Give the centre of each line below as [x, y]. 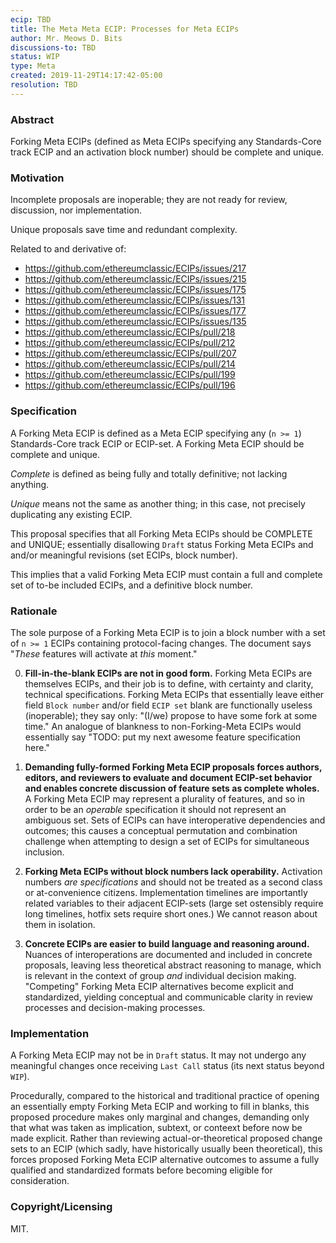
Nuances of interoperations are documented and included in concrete [168, 954]
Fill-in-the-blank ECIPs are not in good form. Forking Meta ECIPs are [168, 673]
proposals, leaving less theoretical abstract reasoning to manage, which [173, 965]
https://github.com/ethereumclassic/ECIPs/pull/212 [130, 343]
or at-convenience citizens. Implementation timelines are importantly [166, 892]
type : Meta [33, 66]
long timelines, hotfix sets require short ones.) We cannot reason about [171, 913]
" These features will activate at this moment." [104, 653]
